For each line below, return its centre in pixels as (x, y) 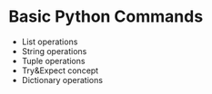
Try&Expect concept (60, 70)
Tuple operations (53, 61)
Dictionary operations (62, 80)
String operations (54, 51)
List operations (50, 42)
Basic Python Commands (106, 17)
